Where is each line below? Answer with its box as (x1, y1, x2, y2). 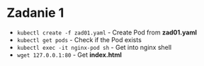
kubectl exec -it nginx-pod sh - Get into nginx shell (16, 43, 171, 51)
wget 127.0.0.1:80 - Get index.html (16, 51, 122, 59)
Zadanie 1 (6, 5, 64, 21)
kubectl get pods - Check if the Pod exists (16, 35, 142, 44)
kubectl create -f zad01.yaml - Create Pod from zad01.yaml (16, 28, 198, 37)
